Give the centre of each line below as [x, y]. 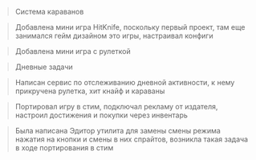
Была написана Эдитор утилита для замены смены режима [118, 131]
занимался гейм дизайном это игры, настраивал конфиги [114, 36]
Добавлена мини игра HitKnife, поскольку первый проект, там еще [130, 27]
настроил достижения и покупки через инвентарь [101, 115]
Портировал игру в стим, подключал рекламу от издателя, [116, 107]
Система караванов [49, 12]
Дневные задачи [44, 67]
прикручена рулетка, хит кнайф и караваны [90, 91]
